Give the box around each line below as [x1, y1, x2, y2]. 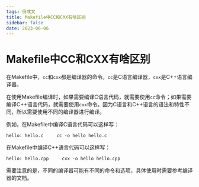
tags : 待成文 [6, 8, 36, 15]
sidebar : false [6, 20, 44, 26]
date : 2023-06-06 [6, 25, 49, 31]
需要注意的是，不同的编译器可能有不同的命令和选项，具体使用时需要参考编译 [6, 167, 193, 174]
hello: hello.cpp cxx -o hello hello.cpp [6, 156, 120, 162]
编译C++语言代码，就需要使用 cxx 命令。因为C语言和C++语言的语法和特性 [6, 101, 185, 108]
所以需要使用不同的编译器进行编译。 [16, 108, 105, 116]
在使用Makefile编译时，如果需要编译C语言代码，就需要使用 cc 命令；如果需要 [6, 93, 192, 101]
